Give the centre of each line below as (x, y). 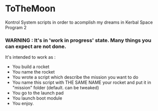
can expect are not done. (36, 46)
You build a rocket (31, 67)
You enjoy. (23, 104)
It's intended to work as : (30, 57)
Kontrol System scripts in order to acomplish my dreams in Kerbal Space (79, 22)
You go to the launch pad (38, 93)
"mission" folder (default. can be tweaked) (55, 88)
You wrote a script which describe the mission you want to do (75, 77)
